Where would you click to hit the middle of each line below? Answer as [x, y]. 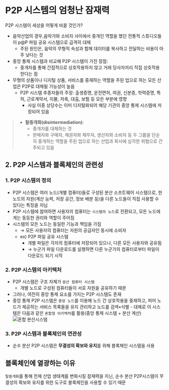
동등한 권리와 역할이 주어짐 [48, 218]
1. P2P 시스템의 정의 [28, 180]
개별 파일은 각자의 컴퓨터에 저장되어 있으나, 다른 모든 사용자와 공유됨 [95, 243]
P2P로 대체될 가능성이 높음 [48, 86]
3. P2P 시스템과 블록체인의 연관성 [44, 334]
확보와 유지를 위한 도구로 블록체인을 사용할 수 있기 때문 [72, 382]
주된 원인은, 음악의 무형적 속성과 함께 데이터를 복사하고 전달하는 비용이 [89, 48]
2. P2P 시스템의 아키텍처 [33, 270]
